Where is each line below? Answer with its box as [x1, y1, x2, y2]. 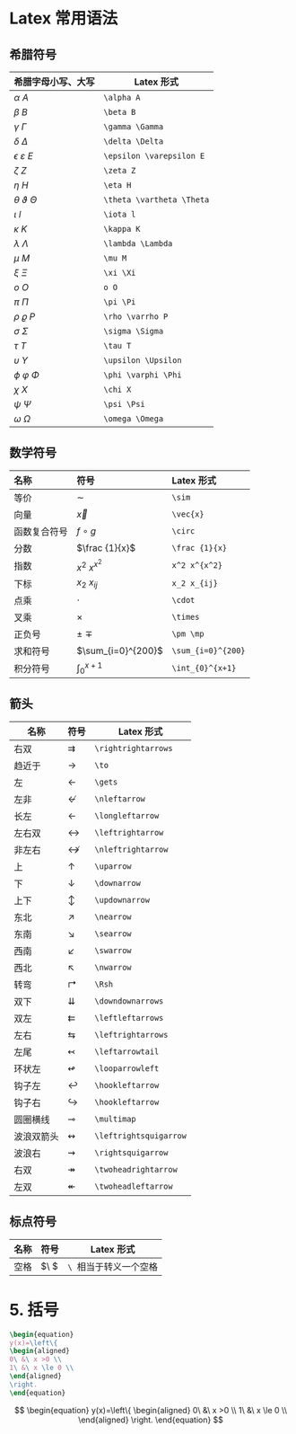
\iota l [103, 209, 136, 219]
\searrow [94, 928, 132, 939]
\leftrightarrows [94, 1030, 169, 1040]
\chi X [103, 385, 132, 394]
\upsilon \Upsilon [103, 356, 182, 365]
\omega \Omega [103, 414, 164, 423]
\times [171, 612, 200, 622]
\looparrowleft [94, 1063, 160, 1074]
